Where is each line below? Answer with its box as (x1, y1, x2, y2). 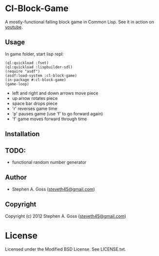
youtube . (5, 24, 23, 30)
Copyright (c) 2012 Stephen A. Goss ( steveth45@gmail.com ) (5, 213, 126, 219)
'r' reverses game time (12, 105, 57, 112)
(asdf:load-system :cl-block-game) (5, 73, 77, 78)
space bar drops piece (12, 100, 57, 106)
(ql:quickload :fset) (5, 60, 49, 65)
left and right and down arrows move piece (12, 90, 99, 96)
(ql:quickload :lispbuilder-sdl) (5, 64, 73, 69)
